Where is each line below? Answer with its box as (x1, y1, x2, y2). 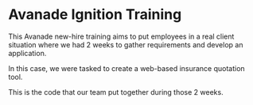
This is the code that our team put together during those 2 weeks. (8, 87, 224, 96)
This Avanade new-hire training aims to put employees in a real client (8, 32, 235, 41)
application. (8, 48, 47, 58)
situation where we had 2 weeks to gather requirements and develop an (8, 39, 243, 49)
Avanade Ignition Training (8, 6, 182, 24)
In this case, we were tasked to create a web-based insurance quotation (8, 63, 245, 73)
